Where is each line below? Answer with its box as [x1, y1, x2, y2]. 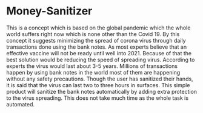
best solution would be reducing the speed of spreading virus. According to [6, 56, 195, 63]
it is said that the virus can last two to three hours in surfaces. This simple [6, 81, 190, 88]
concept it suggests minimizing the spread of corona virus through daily [6, 37, 186, 44]
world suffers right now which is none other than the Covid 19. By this [6, 30, 180, 37]
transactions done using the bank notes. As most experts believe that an [6, 43, 187, 50]
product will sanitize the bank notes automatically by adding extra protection [6, 88, 198, 95]
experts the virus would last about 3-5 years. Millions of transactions [6, 62, 178, 70]
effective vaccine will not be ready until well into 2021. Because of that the [6, 49, 192, 56]
